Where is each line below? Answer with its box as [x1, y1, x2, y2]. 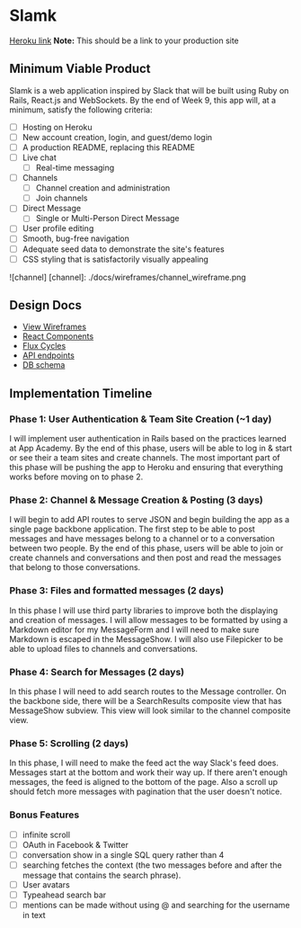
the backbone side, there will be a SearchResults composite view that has [9, 696, 282, 707]
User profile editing [22, 223, 94, 234]
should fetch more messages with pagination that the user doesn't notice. [9, 786, 283, 797]
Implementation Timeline [9, 386, 153, 401]
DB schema [22, 360, 66, 370]
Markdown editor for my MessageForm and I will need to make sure [9, 624, 260, 635]
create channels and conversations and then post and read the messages [9, 552, 281, 563]
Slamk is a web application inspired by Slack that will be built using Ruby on [9, 85, 289, 95]
